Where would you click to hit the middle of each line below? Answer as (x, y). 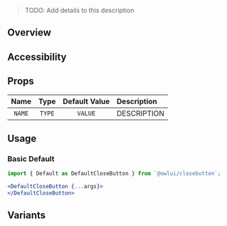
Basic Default (31, 158)
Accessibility (37, 57)
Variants (27, 216)
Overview (30, 32)
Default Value (86, 101)
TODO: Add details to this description (79, 10)
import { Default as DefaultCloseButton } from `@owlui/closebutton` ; (114, 174)
